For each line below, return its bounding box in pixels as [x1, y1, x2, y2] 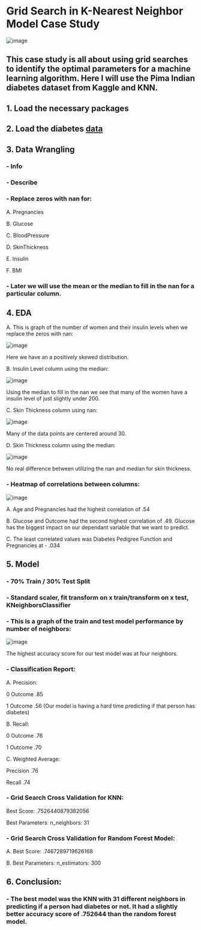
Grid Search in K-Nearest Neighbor [6, 4, 184, 18]
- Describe [6, 178, 38, 187]
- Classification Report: [6, 665, 76, 673]
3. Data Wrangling [6, 144, 75, 154]
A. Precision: [6, 679, 38, 686]
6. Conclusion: [6, 877, 62, 887]
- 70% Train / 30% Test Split [6, 577, 91, 585]
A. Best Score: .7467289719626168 [6, 848, 93, 855]
